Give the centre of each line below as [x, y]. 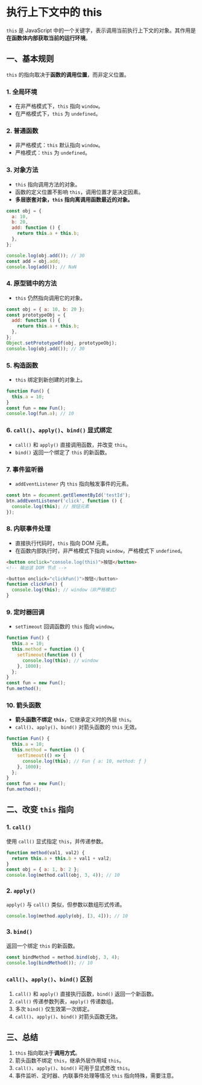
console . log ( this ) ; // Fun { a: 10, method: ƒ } [84, 761]
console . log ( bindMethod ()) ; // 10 [50, 963]
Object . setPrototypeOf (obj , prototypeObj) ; [62, 343]
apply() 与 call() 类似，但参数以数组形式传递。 [66, 905]
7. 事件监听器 [25, 469]
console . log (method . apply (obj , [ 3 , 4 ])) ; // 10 [67, 916]
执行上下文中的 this [54, 12]
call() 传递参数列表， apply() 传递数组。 [66, 1001]
